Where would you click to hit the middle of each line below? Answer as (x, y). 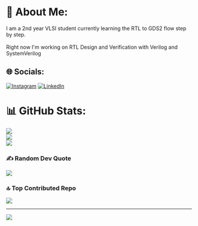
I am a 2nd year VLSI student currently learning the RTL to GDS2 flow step (96, 28)
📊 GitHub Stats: (46, 111)
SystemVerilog (24, 53)
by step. (16, 34)
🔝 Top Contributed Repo (41, 188)
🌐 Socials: (25, 72)
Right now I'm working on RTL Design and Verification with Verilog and (92, 47)
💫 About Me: (37, 12)
